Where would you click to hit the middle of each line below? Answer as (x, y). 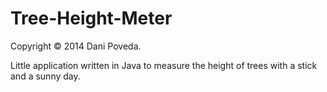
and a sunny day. (45, 76)
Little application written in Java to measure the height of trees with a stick (164, 65)
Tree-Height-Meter (91, 18)
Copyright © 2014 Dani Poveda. (76, 46)
